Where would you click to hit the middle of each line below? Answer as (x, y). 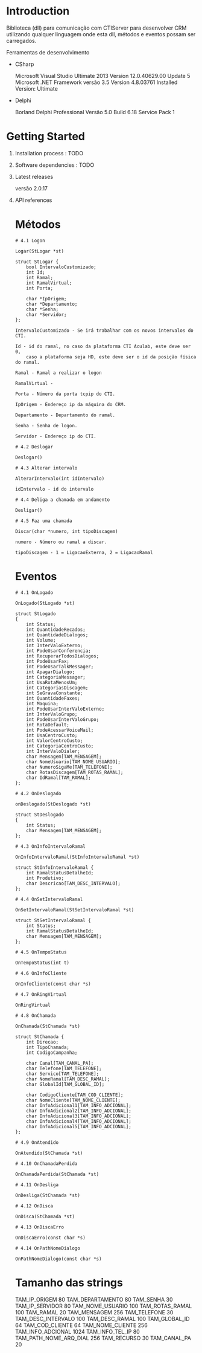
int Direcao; (43, 1042)
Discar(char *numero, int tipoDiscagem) (66, 531)
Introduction (38, 11)
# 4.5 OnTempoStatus (41, 952)
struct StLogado (35, 614)
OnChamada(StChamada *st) (47, 1026)
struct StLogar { (37, 262)
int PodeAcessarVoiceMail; (60, 730)
